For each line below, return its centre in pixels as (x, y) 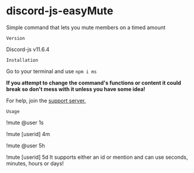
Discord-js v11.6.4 (28, 49)
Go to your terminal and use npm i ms (51, 71)
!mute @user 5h (26, 145)
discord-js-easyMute (60, 11)
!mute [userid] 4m (28, 134)
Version (16, 38)
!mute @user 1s (25, 122)
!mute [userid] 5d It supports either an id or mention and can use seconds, (97, 157)
